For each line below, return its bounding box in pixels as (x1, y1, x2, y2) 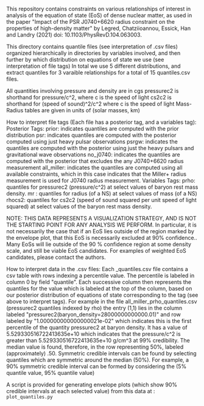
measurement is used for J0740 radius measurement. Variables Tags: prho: (6, 177, 196, 184)
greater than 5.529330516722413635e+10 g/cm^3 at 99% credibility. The (6, 337, 191, 344)
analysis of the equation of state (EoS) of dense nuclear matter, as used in (6, 12, 192, 19)
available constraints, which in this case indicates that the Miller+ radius (6, 170, 187, 178)
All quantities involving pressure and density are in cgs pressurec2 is (6, 87, 179, 94)
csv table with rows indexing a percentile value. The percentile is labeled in (6, 272, 195, 279)
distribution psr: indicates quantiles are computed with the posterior (6, 131, 177, 139)
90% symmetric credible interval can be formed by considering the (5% (6, 363, 187, 370)
